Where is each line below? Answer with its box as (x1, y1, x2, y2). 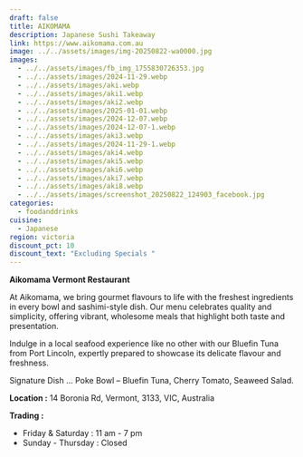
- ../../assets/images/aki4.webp (17, 148, 144, 157)
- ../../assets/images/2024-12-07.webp (17, 114, 168, 123)
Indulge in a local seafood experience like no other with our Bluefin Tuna (9, 338, 279, 349)
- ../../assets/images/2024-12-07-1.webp (17, 123, 176, 132)
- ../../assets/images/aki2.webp (17, 97, 144, 107)
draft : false (9, 13, 59, 23)
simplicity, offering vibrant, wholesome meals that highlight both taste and (9, 311, 286, 322)
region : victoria (9, 232, 75, 241)
